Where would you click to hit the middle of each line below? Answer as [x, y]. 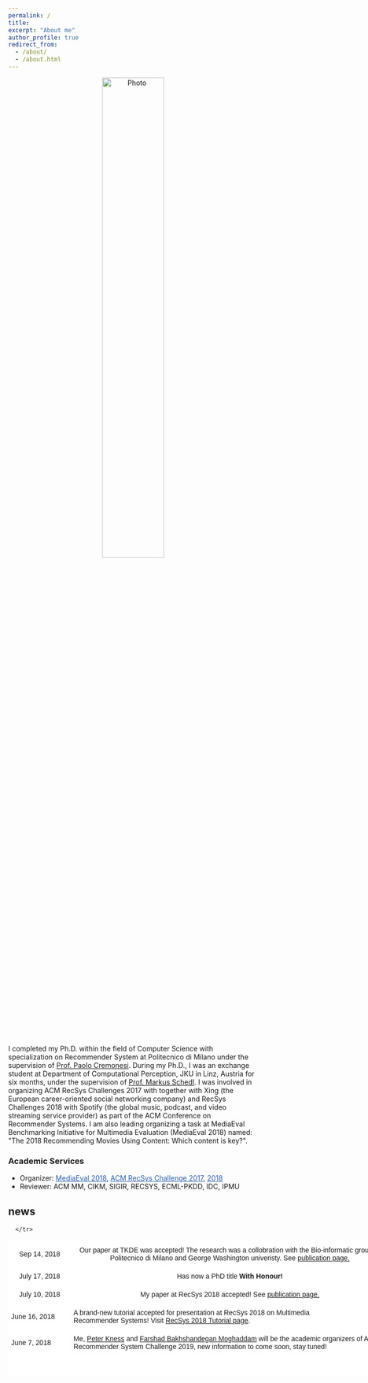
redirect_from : [33, 45]
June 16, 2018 [33, 1316]
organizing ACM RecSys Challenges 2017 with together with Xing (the [121, 1090]
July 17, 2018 [40, 1276]
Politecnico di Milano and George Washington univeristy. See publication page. [230, 1258]
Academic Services [46, 1161]
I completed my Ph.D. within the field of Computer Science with [111, 1048]
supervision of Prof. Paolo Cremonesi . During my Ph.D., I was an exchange [129, 1065]
